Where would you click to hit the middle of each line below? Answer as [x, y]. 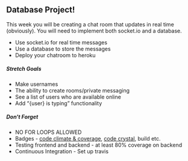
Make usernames [36, 84]
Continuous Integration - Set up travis [62, 151]
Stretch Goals [24, 69]
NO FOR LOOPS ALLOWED [48, 132]
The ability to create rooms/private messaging [72, 90]
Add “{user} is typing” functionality [58, 103]
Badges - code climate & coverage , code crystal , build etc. [88, 138]
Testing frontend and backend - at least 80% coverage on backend [99, 145]
